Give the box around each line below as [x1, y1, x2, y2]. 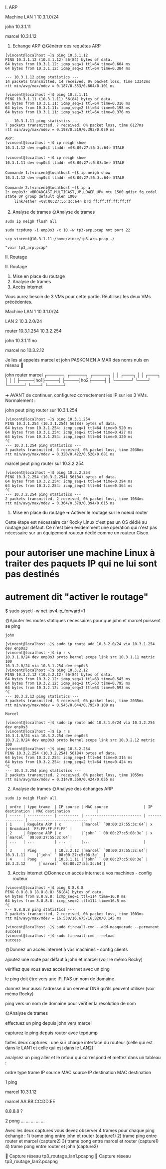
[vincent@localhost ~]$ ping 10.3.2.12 [5, 668, 88, 673]
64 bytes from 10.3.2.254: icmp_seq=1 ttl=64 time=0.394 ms [5, 479, 133, 484]
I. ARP [5, 4, 18, 10]
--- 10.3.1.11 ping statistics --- [5, 118, 79, 123]
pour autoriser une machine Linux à [5, 547, 156, 559]
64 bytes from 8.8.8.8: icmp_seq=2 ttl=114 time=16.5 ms [5, 898, 126, 903]
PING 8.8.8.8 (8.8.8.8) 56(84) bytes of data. [5, 890, 104, 895]
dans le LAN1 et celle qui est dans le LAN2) [5, 1045, 94, 1051]
